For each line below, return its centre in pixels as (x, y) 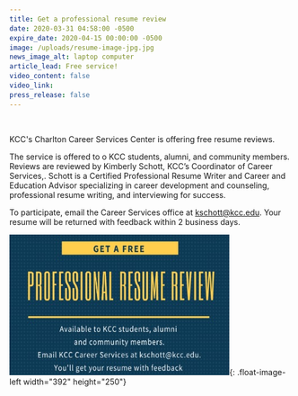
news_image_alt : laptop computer (72, 57)
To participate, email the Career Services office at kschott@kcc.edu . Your (145, 212)
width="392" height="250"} (75, 382)
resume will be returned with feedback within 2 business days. (125, 221)
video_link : (31, 85)
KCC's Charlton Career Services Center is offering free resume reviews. (142, 139)
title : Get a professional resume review (88, 19)
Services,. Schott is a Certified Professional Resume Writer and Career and (148, 175)
